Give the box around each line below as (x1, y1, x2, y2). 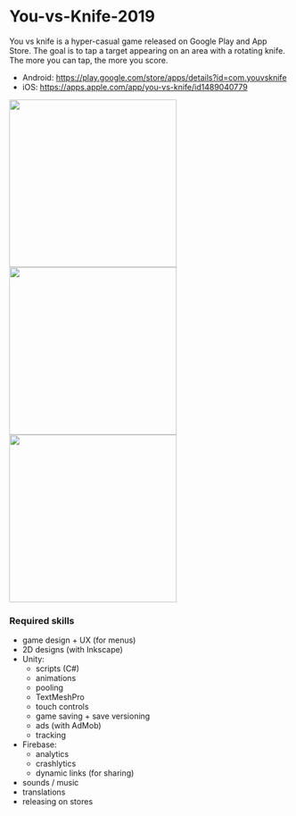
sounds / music (21, 778, 79, 788)
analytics (35, 749, 70, 760)
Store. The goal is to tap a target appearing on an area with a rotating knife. (9, 45, 285, 55)
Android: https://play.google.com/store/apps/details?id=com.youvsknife (21, 72, 287, 82)
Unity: (21, 654, 45, 665)
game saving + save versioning (35, 711, 151, 721)
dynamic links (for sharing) (35, 768, 135, 778)
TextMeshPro (35, 692, 85, 702)
